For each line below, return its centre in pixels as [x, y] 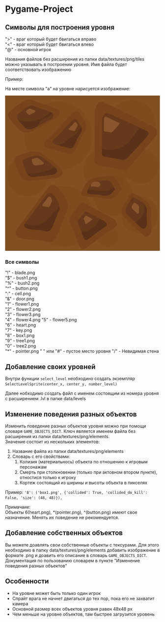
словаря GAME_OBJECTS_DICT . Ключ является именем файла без [70, 431]
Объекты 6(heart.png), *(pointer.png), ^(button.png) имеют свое [71, 512]
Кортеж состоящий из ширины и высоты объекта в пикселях [83, 483]
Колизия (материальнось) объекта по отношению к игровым [84, 461]
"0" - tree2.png [21, 346]
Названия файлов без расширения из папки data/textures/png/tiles [75, 59]
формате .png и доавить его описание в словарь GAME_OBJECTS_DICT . [76, 555]
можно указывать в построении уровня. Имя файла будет [66, 64]
